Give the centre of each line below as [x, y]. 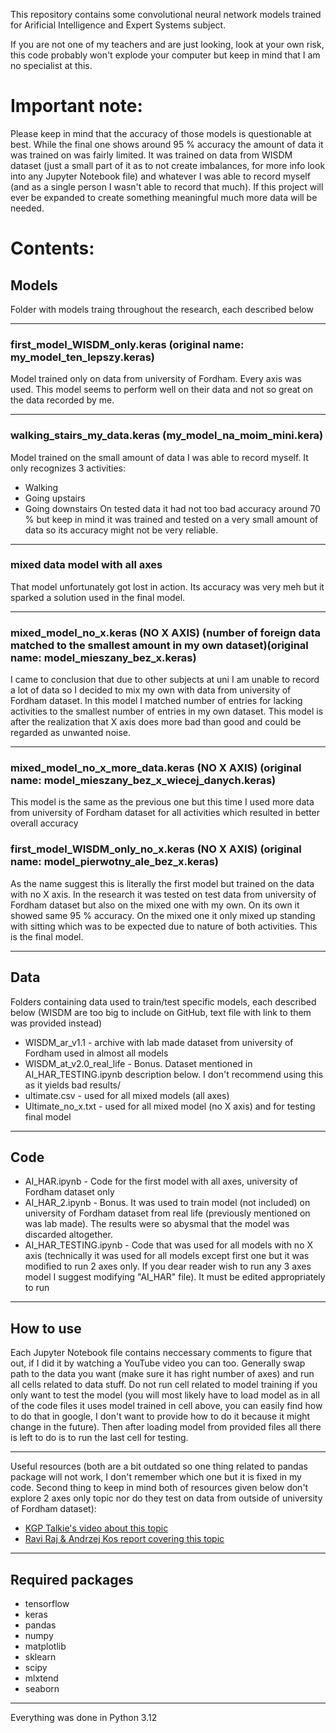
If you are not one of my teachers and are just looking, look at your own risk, [167, 44]
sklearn [40, 1656]
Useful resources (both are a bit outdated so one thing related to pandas [159, 1466]
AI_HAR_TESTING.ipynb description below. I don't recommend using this [174, 1074]
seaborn [42, 1688]
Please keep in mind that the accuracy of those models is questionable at [161, 133]
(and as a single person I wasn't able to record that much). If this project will [167, 186]
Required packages [72, 1579]
